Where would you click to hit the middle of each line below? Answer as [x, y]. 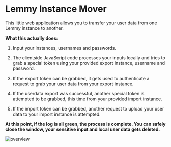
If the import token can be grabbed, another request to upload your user [88, 108]
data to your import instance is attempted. [56, 114]
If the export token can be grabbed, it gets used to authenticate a [81, 78]
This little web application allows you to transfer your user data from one [81, 23]
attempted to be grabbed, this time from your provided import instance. [87, 99]
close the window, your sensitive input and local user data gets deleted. [83, 129]
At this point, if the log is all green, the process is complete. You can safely [85, 124]
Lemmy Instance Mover [56, 9]
